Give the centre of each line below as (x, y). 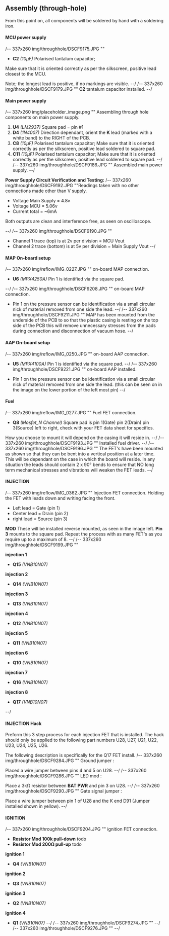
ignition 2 (15, 874)
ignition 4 (16, 913)
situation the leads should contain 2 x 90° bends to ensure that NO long (80, 464)
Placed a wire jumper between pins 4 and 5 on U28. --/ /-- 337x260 (76, 771)
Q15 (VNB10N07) (30, 564)
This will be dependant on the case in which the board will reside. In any (80, 459)
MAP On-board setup (28, 258)
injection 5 (17, 633)
